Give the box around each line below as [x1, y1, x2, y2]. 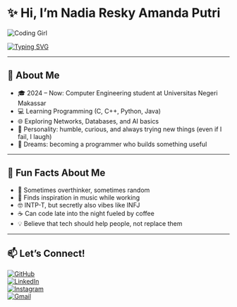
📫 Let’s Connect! [7, 247, 85, 259]
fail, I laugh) [17, 132, 52, 140]
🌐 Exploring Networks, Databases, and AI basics [17, 116, 159, 125]
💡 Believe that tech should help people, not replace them [17, 219, 183, 227]
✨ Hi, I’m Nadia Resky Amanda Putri [7, 5, 221, 21]
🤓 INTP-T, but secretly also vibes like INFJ [17, 200, 140, 209]
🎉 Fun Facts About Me [7, 167, 106, 179]
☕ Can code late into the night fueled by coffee [17, 209, 155, 217]
